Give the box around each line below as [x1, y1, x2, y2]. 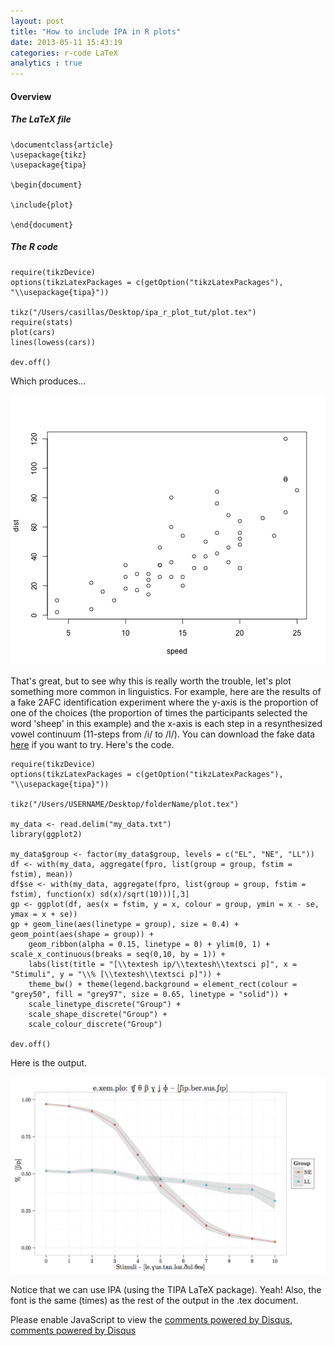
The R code [10, 241, 59, 253]
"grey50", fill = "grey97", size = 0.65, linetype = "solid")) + [10, 989, 288, 999]
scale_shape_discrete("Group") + [28, 1009, 168, 1019]
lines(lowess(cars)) [10, 337, 97, 347]
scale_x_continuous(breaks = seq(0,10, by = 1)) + [10, 949, 226, 959]
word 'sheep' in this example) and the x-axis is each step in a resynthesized [10, 717, 323, 729]
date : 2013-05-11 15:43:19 [10, 37, 123, 47]
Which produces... [10, 375, 87, 387]
